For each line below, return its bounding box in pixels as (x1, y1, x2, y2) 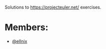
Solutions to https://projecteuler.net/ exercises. (4, 4, 101, 10)
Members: (4, 22, 48, 33)
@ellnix (11, 38, 27, 44)
